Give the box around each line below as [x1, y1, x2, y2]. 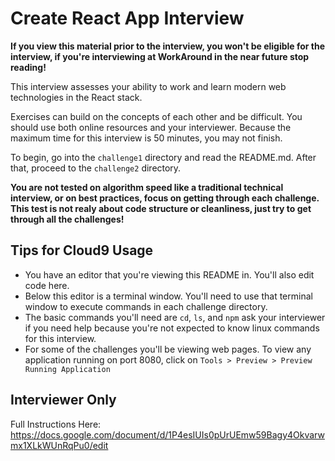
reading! [10, 61, 47, 73]
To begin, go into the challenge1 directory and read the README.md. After [10, 151, 317, 163]
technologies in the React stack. [10, 91, 143, 103]
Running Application [24, 364, 111, 374]
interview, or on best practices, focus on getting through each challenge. [10, 192, 320, 204]
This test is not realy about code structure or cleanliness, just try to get [10, 202, 312, 214]
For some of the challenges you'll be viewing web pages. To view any [24, 343, 312, 355]
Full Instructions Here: [10, 418, 102, 430]
